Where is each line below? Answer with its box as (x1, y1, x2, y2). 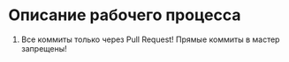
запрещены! (20, 43, 67, 53)
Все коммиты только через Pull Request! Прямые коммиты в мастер (20, 34, 280, 45)
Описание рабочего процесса (8, 5, 241, 25)
